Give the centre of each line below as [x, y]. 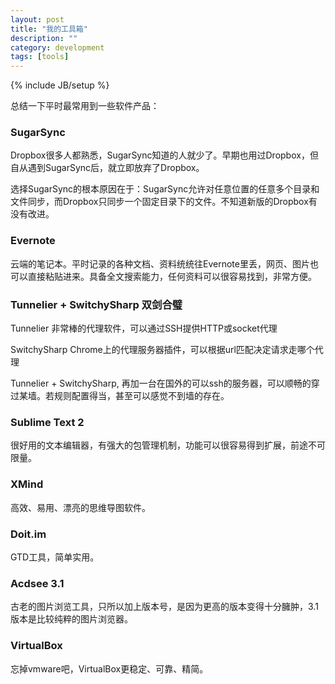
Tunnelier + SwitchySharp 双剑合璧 [96, 304]
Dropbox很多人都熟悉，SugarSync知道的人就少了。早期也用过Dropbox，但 [164, 155]
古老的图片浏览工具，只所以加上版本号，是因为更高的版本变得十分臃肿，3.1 [164, 607]
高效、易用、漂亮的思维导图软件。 [80, 507]
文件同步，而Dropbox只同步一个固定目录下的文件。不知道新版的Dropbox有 [164, 202]
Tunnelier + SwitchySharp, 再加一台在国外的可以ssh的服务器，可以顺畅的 [161, 383]
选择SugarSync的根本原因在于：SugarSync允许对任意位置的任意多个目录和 [165, 189]
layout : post [37, 19]
